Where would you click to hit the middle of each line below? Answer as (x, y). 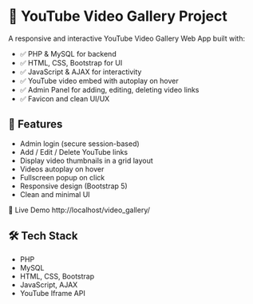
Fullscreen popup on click (62, 177)
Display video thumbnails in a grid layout (86, 160)
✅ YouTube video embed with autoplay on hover (99, 81)
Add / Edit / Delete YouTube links (74, 152)
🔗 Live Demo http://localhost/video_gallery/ (79, 210)
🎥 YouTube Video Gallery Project (118, 16)
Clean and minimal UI (55, 194)
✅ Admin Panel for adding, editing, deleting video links (109, 89)
